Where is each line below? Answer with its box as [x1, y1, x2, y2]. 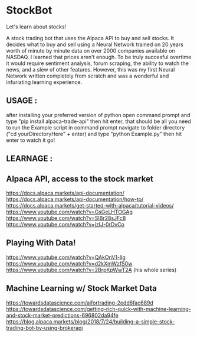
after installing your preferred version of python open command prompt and [6, 111, 191, 118]
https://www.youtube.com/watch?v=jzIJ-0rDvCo [6, 221, 125, 228]
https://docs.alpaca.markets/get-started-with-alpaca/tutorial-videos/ [6, 202, 174, 209]
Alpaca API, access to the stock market [6, 174, 153, 184]
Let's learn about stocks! [6, 23, 67, 30]
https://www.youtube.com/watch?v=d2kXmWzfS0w [6, 260, 133, 267]
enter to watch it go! [6, 137, 55, 144]
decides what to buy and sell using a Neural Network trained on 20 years [6, 41, 184, 48]
